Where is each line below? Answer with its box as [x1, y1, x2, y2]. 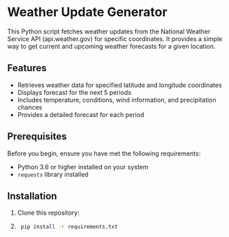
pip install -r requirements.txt [20, 224, 118, 231]
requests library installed [17, 170, 89, 178]
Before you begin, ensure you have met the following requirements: [7, 149, 201, 158]
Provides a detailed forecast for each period [17, 110, 145, 118]
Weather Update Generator [7, 4, 168, 20]
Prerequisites [7, 130, 67, 143]
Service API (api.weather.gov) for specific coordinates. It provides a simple [7, 34, 223, 43]
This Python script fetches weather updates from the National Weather [7, 27, 211, 36]
